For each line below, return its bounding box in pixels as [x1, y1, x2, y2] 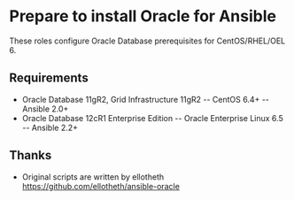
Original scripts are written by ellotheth [21, 171, 165, 182]
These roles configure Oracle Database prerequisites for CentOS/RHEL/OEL [9, 35, 286, 46]
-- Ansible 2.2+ [21, 122, 78, 133]
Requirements [9, 71, 89, 86]
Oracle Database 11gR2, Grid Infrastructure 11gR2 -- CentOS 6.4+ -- [21, 94, 270, 104]
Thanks [9, 148, 52, 163]
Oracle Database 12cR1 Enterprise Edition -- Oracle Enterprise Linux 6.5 [21, 112, 283, 123]
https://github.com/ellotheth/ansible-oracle [21, 181, 180, 191]
